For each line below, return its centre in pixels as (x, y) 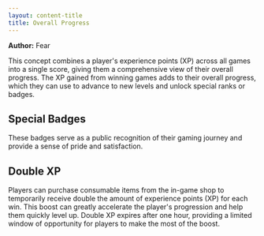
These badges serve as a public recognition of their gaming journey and (125, 138)
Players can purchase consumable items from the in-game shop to (116, 190)
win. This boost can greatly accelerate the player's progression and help (126, 207)
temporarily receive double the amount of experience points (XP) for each (128, 199)
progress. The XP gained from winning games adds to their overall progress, (132, 77)
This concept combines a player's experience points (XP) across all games (129, 61)
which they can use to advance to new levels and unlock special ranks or (127, 86)
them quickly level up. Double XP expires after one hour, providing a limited (130, 215)
